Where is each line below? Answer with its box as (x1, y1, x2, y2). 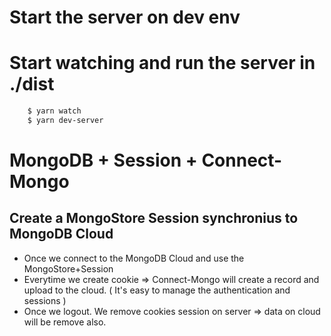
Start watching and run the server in (9, 52, 316, 75)
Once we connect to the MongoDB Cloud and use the (23, 252, 245, 264)
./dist (9, 73, 55, 96)
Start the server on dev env (9, 6, 241, 29)
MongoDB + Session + (9, 149, 198, 172)
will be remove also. (23, 316, 107, 328)
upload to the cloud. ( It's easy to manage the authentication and (23, 284, 291, 296)
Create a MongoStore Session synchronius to (9, 210, 299, 227)
